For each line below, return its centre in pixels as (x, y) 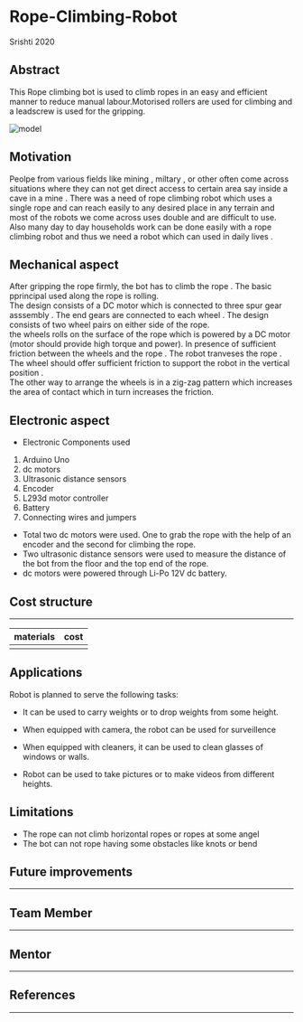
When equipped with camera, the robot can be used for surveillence (149, 729)
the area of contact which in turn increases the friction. (111, 392)
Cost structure (51, 601)
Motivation (41, 157)
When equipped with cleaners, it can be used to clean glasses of (143, 746)
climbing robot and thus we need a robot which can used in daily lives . (141, 236)
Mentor (31, 954)
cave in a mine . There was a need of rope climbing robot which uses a (141, 198)
